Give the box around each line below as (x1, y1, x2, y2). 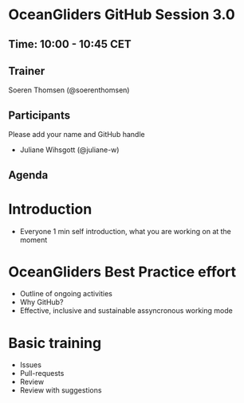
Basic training (8, 334, 102, 352)
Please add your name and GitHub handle (8, 130, 145, 139)
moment (19, 235, 48, 245)
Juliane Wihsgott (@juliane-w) (19, 145, 120, 155)
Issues (19, 360, 42, 370)
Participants (8, 108, 70, 122)
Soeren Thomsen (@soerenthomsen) (8, 85, 130, 95)
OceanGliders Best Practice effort (8, 263, 237, 280)
